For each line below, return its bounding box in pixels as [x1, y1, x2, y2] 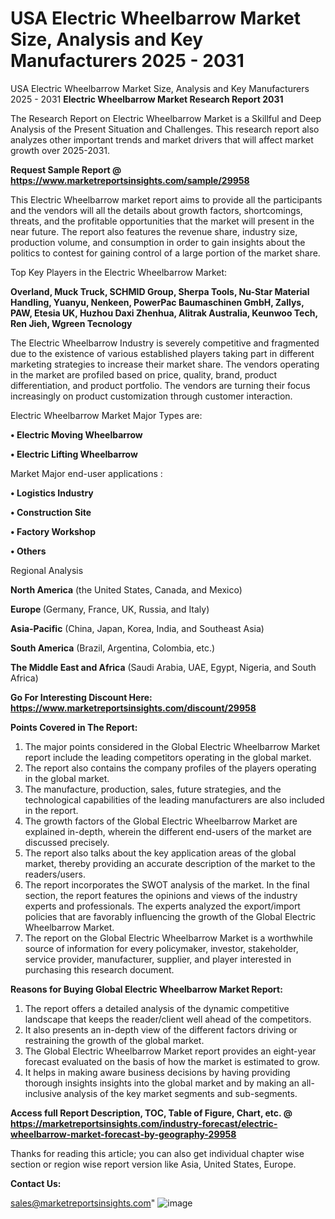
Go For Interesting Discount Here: [10, 691, 153, 703]
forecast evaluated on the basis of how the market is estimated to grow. [24, 1055, 320, 1067]
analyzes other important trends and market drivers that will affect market [10, 133, 314, 146]
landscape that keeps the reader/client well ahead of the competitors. [24, 1013, 312, 1025]
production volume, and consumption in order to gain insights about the [10, 236, 306, 248]
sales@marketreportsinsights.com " [10, 1197, 156, 1209]
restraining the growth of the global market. [24, 1034, 205, 1046]
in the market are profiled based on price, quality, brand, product [10, 368, 278, 381]
